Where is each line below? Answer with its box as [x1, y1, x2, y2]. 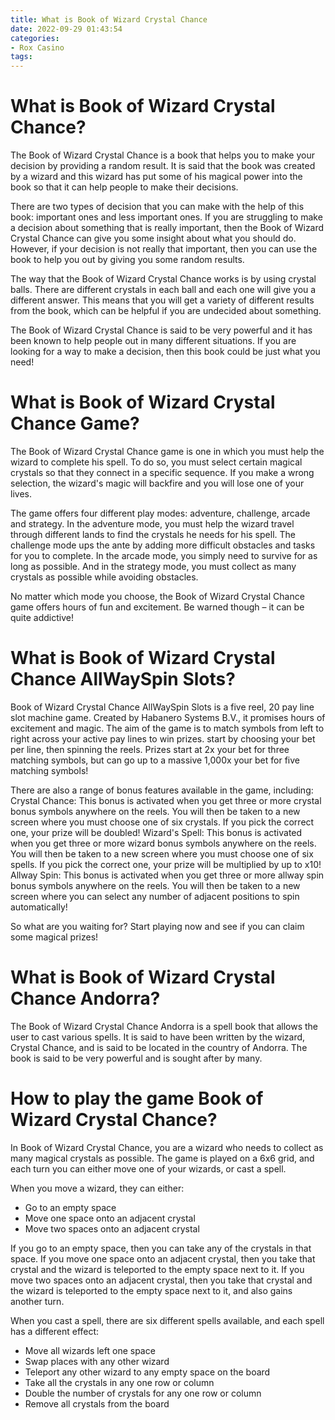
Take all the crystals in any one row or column [24, 1376, 215, 1388]
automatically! [10, 901, 68, 913]
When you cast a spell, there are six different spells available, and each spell [10, 1314, 325, 1326]
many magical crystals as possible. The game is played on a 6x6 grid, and [10, 1152, 315, 1164]
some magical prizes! [10, 931, 99, 943]
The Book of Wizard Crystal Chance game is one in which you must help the [10, 446, 325, 457]
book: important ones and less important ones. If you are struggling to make [10, 211, 323, 223]
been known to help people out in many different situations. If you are [10, 335, 297, 347]
